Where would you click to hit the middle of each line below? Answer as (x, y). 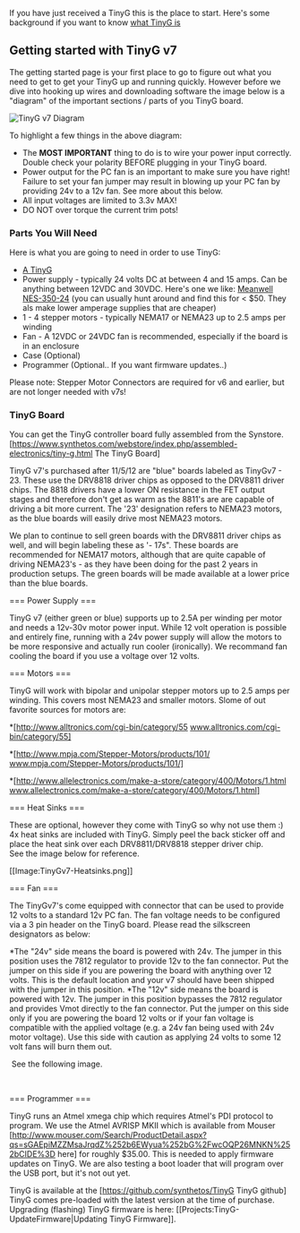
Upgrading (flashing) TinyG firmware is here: (92, 1210)
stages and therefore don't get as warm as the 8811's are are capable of (142, 500)
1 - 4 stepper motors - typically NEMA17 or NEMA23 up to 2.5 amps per (154, 318)
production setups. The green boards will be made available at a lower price (150, 574)
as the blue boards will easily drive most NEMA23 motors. (116, 518)
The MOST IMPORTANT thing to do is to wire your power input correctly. (157, 152)
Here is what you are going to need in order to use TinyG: (115, 253)
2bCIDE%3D (33, 1154)
